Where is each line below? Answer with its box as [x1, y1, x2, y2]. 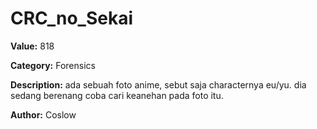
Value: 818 [10, 40, 55, 52]
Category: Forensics [10, 59, 96, 71]
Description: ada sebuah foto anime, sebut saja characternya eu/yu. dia [10, 78, 307, 91]
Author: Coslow [10, 108, 77, 121]
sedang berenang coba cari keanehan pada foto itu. [10, 89, 224, 101]
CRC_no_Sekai [10, 7, 134, 30]
